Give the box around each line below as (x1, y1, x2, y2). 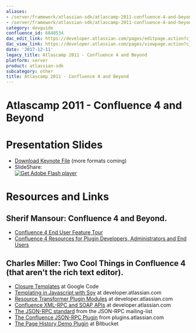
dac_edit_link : (6, 36, 43, 41)
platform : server (6, 57, 48, 63)
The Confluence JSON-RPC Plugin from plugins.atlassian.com (14, 314, 164, 321)
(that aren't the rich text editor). (6, 267, 124, 277)
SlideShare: (14, 164, 43, 171)
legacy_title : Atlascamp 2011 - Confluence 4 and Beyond (6, 52, 148, 58)
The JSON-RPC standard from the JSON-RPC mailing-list (14, 308, 153, 315)
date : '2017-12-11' (6, 47, 54, 53)
